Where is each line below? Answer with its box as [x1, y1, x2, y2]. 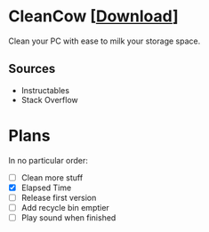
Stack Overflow [20, 94, 79, 105]
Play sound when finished [20, 212, 117, 223]
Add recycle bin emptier [20, 202, 110, 212]
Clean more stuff [20, 172, 84, 183]
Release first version [20, 192, 97, 203]
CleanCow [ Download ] [8, 6, 179, 27]
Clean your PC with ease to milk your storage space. [8, 36, 201, 46]
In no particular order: [8, 155, 88, 165]
